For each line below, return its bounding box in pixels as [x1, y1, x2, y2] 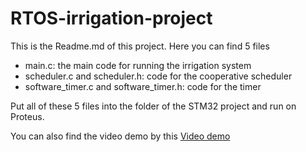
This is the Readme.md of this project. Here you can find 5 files [10, 40, 270, 52]
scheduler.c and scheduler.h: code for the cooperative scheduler [24, 70, 293, 82]
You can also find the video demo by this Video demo [10, 130, 231, 142]
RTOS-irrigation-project [10, 7, 213, 30]
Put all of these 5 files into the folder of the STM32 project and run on [10, 100, 297, 112]
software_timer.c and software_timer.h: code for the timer [24, 80, 262, 92]
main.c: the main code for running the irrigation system [24, 59, 252, 71]
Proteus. [10, 110, 45, 122]
